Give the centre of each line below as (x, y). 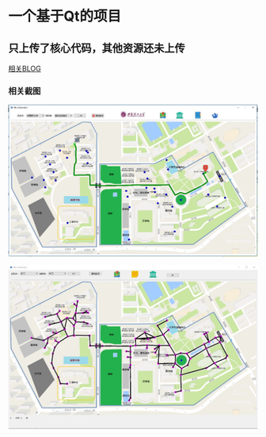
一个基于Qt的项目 (65, 16)
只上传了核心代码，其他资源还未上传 (97, 48)
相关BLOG (25, 69)
